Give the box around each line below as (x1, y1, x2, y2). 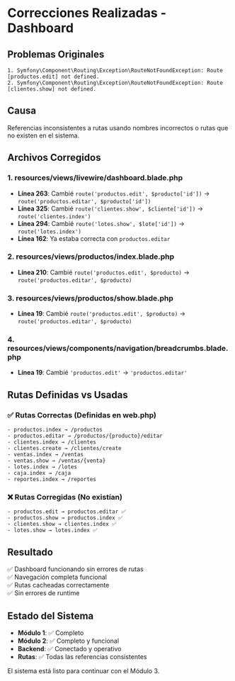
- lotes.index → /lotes (7, 463, 78, 471)
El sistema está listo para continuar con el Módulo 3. (7, 667, 160, 675)
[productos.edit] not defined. (7, 73, 100, 80)
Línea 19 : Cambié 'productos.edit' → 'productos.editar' (17, 368, 188, 377)
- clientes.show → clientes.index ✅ (7, 521, 117, 528)
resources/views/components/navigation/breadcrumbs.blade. (7, 344, 229, 354)
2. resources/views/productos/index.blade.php (7, 252, 175, 261)
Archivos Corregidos (7, 152, 101, 164)
